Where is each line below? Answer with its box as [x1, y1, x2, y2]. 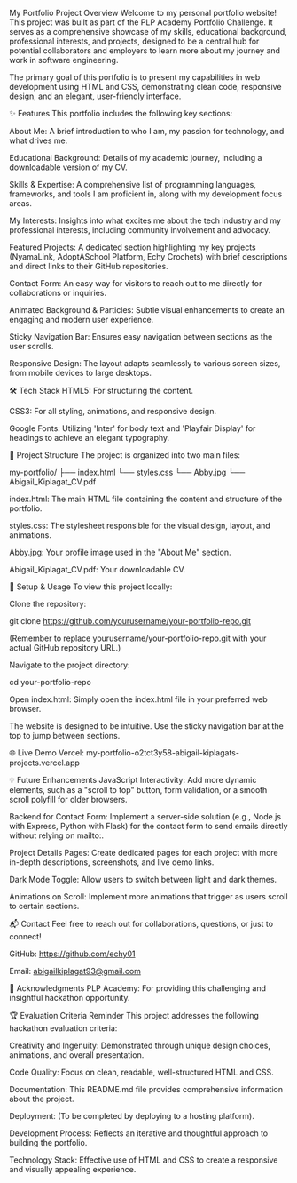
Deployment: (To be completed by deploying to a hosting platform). [9, 1111, 254, 1121]
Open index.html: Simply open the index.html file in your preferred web [9, 694, 268, 705]
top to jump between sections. [9, 731, 121, 740]
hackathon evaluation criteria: [9, 1023, 118, 1034]
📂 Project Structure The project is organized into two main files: [9, 450, 241, 460]
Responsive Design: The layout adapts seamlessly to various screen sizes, [9, 358, 281, 368]
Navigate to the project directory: [9, 659, 130, 670]
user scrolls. [9, 341, 55, 351]
